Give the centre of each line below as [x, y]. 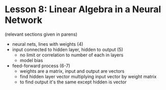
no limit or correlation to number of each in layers [72, 55]
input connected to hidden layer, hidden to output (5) [67, 49]
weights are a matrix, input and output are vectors [72, 71]
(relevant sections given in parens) [41, 34]
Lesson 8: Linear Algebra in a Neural [83, 9]
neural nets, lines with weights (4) [48, 44]
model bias [31, 60]
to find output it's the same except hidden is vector [73, 82]
